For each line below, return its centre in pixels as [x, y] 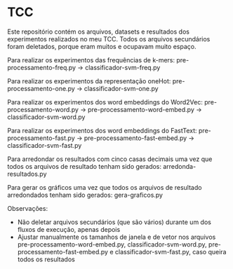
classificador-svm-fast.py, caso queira [171, 251]
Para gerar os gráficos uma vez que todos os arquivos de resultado [105, 187]
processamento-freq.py [41, 67]
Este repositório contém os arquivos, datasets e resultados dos [98, 32]
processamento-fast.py [41, 138]
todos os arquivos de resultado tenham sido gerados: [85, 166]
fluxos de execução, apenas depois [69, 229]
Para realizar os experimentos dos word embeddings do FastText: [102, 130]
